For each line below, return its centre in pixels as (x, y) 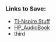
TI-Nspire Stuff (32, 22)
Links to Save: (26, 9)
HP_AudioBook (32, 27)
